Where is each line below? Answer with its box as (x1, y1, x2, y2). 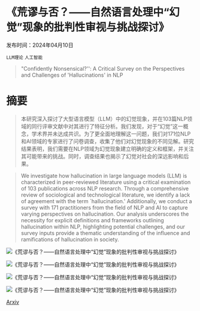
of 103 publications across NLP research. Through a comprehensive (20, 185, 189, 192)
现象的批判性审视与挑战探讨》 (22, 20, 169, 34)
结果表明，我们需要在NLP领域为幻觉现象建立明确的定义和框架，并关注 (20, 145, 195, 152)
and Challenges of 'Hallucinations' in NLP (20, 71, 123, 78)
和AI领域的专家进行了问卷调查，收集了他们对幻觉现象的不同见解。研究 (20, 137, 195, 144)
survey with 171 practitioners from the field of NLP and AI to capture (20, 204, 188, 211)
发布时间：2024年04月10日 (6, 41, 74, 49)
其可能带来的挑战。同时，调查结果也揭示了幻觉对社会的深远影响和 (20, 152, 184, 159)
